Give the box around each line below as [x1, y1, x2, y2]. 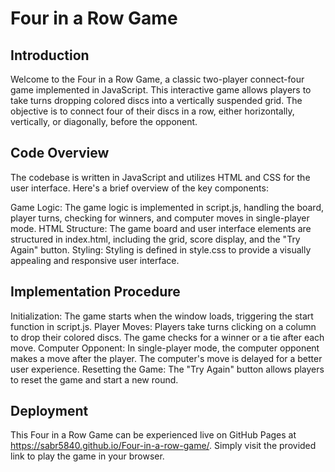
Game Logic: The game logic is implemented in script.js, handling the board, [10, 201, 325, 213]
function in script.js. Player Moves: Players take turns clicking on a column [10, 320, 317, 332]
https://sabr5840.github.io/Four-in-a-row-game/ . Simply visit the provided [10, 440, 317, 452]
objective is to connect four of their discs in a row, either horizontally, [10, 105, 295, 117]
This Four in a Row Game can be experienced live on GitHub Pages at [10, 429, 297, 441]
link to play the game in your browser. [10, 450, 165, 462]
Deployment [10, 403, 89, 420]
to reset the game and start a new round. [10, 373, 179, 386]
